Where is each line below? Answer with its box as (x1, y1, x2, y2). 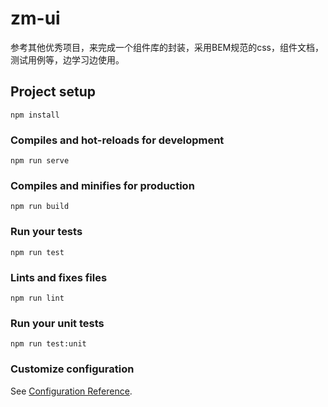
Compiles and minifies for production (10, 178, 195, 192)
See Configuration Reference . (10, 385, 133, 397)
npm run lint (10, 293, 65, 303)
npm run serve (10, 156, 70, 166)
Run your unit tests (10, 316, 105, 330)
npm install (10, 110, 60, 120)
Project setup (10, 83, 97, 101)
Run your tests (10, 225, 83, 239)
